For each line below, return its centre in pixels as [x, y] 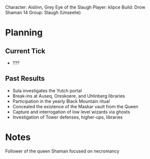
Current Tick [25, 51]
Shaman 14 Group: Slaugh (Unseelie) [43, 12]
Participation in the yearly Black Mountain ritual [61, 101]
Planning [24, 33]
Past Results [25, 79]
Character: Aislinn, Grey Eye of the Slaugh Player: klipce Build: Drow [75, 7]
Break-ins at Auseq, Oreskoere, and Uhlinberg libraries [68, 96]
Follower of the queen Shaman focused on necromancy [62, 151]
